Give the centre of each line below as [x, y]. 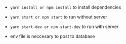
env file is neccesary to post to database [52, 36]
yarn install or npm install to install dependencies [66, 7]
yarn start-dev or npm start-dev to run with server [64, 26]
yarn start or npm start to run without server [58, 17]
